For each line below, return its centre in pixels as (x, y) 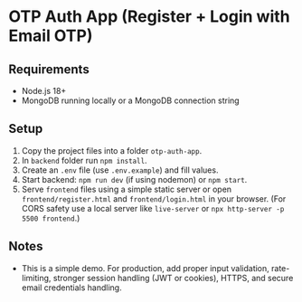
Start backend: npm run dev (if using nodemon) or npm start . (134, 179)
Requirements (49, 69)
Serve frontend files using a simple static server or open (127, 189)
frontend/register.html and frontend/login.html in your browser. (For (154, 198)
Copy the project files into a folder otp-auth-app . (112, 150)
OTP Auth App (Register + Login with (149, 17)
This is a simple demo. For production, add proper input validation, (146, 268)
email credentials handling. (72, 288)
